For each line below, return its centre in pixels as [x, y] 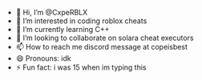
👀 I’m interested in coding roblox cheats [81, 21]
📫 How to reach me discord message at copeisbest [102, 47]
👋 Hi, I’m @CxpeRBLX [52, 12]
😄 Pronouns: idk [43, 58]
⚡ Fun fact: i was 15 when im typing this [81, 67]
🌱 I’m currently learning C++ [63, 29]
